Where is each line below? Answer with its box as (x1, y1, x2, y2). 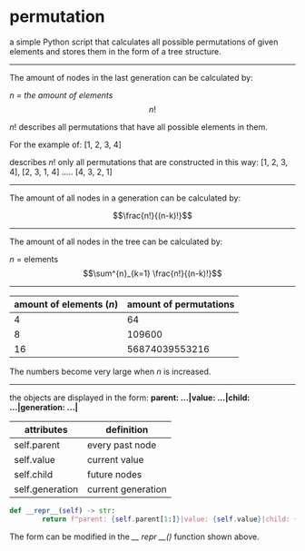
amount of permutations (126, 298, 235, 310)
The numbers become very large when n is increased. (9, 366, 212, 377)
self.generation (14, 483, 79, 496)
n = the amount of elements (9, 89, 113, 101)
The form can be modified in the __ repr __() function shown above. (9, 531, 261, 542)
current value (86, 453, 144, 466)
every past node (86, 438, 157, 451)
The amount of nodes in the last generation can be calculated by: (9, 72, 253, 83)
